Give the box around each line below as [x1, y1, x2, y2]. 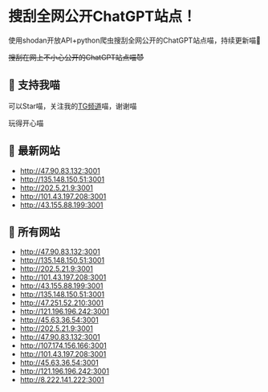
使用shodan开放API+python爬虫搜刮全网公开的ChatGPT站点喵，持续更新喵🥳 [8, 35, 261, 45]
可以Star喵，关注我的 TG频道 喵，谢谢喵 [8, 101, 137, 111]
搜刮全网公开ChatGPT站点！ [8, 7, 197, 26]
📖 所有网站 [8, 225, 60, 239]
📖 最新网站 [8, 144, 60, 157]
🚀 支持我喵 [8, 78, 60, 92]
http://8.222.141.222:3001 [19, 375, 104, 385]
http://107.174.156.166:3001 [19, 341, 107, 350]
